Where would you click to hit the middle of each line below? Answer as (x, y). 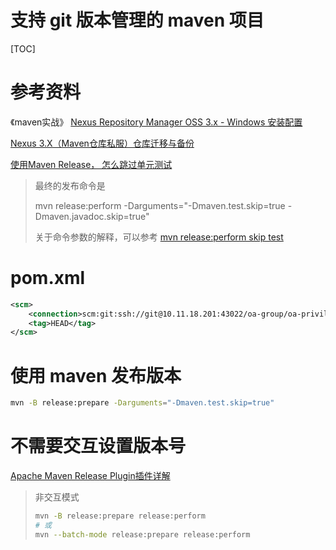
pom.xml (48, 278)
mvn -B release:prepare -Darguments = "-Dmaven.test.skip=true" (142, 403)
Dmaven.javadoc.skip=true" (92, 216)
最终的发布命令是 (70, 185)
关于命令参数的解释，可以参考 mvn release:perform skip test (159, 237)
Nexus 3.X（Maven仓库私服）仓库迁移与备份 (102, 143)
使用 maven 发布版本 (96, 375)
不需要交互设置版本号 (98, 446)
